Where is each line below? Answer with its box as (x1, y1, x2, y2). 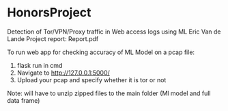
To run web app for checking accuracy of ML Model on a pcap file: (7, 48, 195, 56)
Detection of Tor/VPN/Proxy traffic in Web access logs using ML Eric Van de (7, 27, 221, 36)
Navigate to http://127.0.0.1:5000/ (16, 69, 111, 77)
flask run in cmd (16, 61, 63, 69)
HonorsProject (7, 5, 91, 21)
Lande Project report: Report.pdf (7, 34, 99, 42)
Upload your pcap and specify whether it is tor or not (16, 75, 167, 84)
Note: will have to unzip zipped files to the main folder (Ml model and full (7, 89, 211, 97)
